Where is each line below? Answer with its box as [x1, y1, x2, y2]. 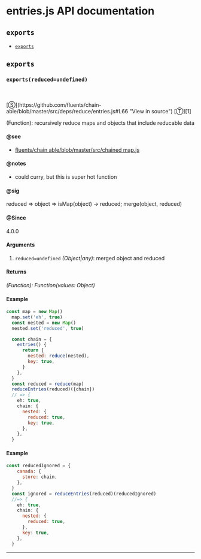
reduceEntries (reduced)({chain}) [11, 386, 95, 392]
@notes [6, 160, 26, 167]
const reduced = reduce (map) [11, 381, 84, 387]
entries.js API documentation [6, 4, 155, 18]
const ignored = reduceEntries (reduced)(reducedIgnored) [11, 491, 157, 497]
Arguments [6, 241, 35, 248]
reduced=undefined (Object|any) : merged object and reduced [14, 254, 165, 262]
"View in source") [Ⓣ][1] [129, 107, 191, 115]
